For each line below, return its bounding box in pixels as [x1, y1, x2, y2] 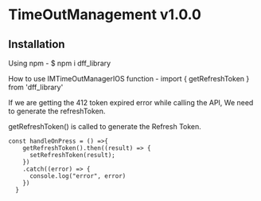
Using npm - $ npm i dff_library [8, 58, 111, 68]
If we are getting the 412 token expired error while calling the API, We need [8, 98, 254, 107]
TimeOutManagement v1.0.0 [8, 6, 201, 24]
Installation [8, 37, 65, 51]
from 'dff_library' [8, 82, 64, 92]
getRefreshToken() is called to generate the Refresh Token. [8, 122, 201, 131]
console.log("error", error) [29, 172, 127, 180]
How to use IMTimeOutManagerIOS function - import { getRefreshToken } [8, 74, 250, 83]
